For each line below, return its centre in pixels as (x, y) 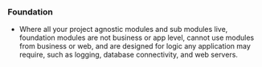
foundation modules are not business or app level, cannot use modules (137, 37)
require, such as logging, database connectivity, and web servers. (129, 55)
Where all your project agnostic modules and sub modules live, (123, 30)
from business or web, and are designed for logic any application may (135, 46)
